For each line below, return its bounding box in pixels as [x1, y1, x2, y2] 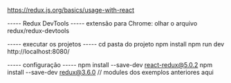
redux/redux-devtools [7, 27, 70, 35]
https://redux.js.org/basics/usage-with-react [7, 6, 135, 14]
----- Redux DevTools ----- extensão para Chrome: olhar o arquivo [7, 19, 198, 27]
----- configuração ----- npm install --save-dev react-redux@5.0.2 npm [7, 61, 213, 68]
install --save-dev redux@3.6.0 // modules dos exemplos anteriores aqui [7, 68, 214, 76]
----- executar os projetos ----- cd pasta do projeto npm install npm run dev [7, 40, 225, 48]
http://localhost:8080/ [7, 48, 71, 55]
